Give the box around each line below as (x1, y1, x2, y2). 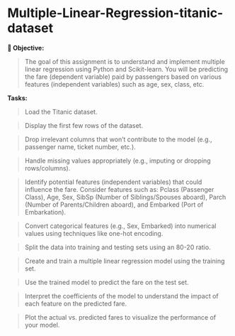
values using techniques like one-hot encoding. (24, 229, 164, 237)
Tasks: (7, 94, 28, 102)
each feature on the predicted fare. (24, 299, 127, 308)
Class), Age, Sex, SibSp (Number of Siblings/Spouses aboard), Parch (24, 193, 227, 201)
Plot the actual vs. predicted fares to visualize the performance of (24, 313, 217, 321)
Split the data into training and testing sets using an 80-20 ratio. (24, 243, 211, 251)
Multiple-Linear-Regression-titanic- (7, 5, 224, 21)
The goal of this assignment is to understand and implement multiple (24, 57, 225, 65)
